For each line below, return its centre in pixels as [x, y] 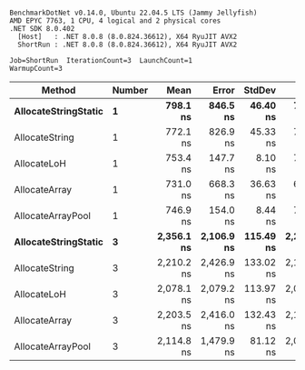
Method [59, 90]
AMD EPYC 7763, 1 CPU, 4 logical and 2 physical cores [115, 21]
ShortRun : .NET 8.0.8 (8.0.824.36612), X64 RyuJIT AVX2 [128, 45]
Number [130, 90]
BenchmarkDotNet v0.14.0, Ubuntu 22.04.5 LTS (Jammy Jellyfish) [133, 13]
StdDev [260, 90]
